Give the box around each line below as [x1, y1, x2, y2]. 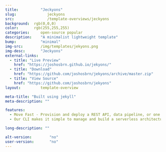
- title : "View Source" [9, 76, 58, 81]
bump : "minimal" [5, 39, 61, 44]
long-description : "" [5, 126, 50, 131]
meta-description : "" [5, 99, 50, 104]
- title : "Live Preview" [9, 58, 61, 63]
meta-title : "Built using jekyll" [5, 94, 77, 99]
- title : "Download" [9, 67, 52, 72]
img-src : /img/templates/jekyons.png [5, 44, 98, 49]
